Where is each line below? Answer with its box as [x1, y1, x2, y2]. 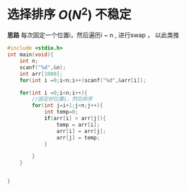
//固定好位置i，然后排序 [32, 96, 93, 103]
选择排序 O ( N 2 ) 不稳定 [7, 4, 132, 23]
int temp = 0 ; [43, 108, 79, 116]
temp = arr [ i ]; [56, 121, 100, 128]
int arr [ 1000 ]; [19, 70, 63, 77]
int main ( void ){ [7, 51, 54, 59]
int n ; [19, 58, 39, 65]
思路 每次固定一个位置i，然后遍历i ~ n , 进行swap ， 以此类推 [7, 31, 180, 39]
